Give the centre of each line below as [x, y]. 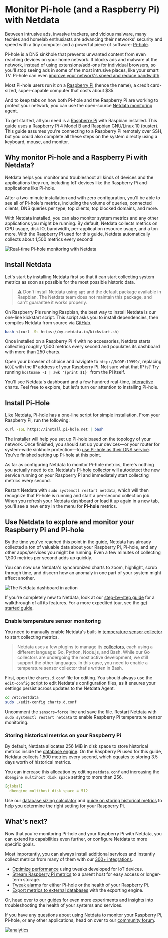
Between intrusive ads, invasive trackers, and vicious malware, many [76, 34]
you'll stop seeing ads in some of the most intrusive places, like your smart [82, 70]
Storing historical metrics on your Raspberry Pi [63, 735]
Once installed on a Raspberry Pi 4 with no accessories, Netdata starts [78, 341]
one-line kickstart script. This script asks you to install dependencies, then [82, 317]
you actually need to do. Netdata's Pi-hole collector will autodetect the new [83, 470]
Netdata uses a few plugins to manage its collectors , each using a [85, 647]
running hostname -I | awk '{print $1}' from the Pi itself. [65, 372]
